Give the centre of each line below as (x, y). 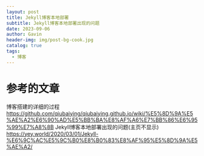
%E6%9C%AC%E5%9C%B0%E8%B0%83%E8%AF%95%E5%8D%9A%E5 (102, 140)
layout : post (23, 12)
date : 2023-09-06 (28, 29)
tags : (13, 51)
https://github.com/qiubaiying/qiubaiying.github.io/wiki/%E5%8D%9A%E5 (100, 113)
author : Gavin (24, 34)
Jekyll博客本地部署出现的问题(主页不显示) (107, 127)
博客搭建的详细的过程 (33, 106)
